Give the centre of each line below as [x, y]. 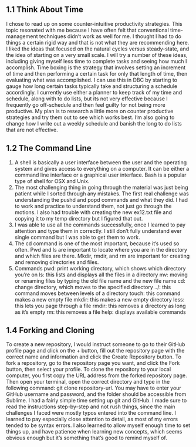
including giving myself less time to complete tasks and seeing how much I [97, 61]
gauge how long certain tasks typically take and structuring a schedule [92, 86]
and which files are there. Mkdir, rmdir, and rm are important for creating [102, 256]
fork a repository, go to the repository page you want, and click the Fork [93, 363]
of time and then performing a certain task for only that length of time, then [97, 73]
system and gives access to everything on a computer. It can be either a [102, 168]
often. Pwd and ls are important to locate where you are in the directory [101, 249]
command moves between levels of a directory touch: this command [97, 293]
